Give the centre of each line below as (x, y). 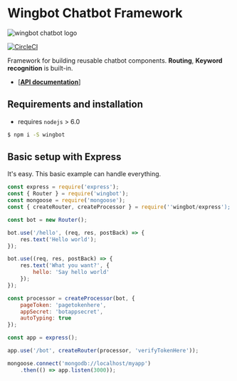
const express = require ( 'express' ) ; (63, 187)
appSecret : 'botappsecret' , (62, 312)
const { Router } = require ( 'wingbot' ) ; (68, 194)
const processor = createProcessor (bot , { (71, 298)
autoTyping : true (46, 318)
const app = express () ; (43, 338)
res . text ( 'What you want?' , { (65, 265)
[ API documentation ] (49, 82)
